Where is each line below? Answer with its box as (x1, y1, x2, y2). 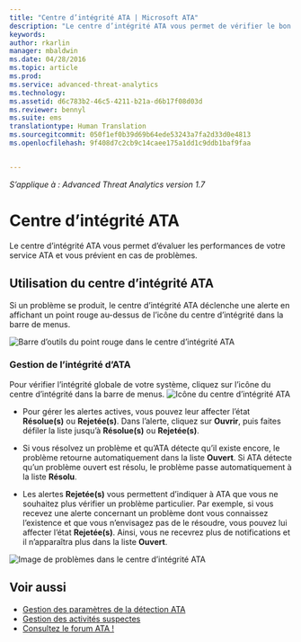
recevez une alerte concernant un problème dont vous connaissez (22, 507, 269, 518)
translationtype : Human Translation (9, 122, 146, 131)
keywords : (9, 30, 47, 39)
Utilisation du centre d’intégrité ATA (9, 276, 214, 291)
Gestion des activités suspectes (22, 613, 141, 624)
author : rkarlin (9, 38, 70, 48)
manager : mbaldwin (9, 47, 78, 56)
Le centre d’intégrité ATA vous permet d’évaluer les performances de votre (9, 240, 286, 251)
